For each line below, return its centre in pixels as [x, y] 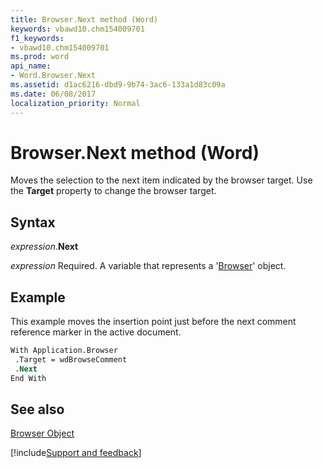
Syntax [33, 222]
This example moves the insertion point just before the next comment [153, 322]
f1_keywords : [37, 38]
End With [28, 378]
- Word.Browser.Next [53, 76]
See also [37, 409]
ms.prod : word [40, 57]
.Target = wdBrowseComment [71, 359]
